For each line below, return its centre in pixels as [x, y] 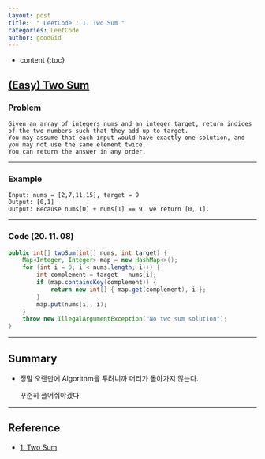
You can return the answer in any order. [77, 151]
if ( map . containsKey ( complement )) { [97, 283]
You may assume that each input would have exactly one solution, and [127, 138]
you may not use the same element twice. [77, 144]
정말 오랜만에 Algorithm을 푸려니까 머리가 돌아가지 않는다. [109, 378]
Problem [25, 108]
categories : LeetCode [44, 30]
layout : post [30, 15]
